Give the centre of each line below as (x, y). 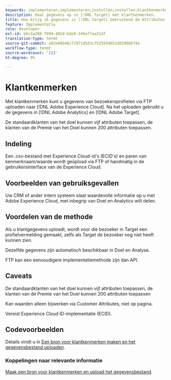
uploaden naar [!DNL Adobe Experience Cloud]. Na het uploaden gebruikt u (84, 107)
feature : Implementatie (31, 24)
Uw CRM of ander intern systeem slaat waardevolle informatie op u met (80, 195)
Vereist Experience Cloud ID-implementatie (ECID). (59, 314)
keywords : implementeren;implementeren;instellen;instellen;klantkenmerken (87, 10)
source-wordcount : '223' (32, 53)
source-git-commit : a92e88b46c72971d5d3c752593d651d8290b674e (73, 43)
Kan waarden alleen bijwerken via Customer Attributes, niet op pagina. (79, 304)
